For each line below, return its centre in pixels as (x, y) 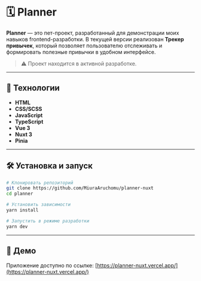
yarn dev (17, 226)
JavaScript (29, 115)
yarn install (22, 210)
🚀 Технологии (33, 88)
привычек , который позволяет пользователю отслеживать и (84, 46)
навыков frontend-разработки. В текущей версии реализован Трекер (95, 39)
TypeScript (29, 122)
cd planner (20, 194)
